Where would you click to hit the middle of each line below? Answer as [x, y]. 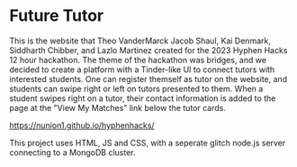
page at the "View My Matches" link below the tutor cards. [118, 107]
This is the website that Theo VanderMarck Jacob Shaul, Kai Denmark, [140, 41]
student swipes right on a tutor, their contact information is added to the [143, 98]
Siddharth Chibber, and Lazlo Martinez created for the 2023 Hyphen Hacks [148, 50]
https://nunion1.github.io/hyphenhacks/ [82, 125]
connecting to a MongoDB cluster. [73, 152]
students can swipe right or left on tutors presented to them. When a [136, 88]
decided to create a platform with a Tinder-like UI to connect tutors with [142, 70]
